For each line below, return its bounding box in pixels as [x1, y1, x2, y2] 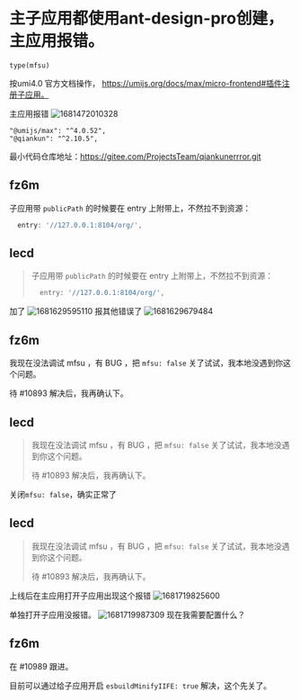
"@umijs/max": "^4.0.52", [9, 126, 106, 135]
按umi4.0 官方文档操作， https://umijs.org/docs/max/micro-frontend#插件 [9, 77, 283, 88]
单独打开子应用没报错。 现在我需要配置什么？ [9, 609, 246, 620]
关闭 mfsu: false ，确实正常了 [9, 489, 117, 499]
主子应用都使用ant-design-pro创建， [9, 8, 284, 29]
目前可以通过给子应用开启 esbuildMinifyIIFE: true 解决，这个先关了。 [9, 680, 272, 691]
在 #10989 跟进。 [9, 660, 74, 671]
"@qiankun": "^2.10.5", [9, 134, 99, 143]
